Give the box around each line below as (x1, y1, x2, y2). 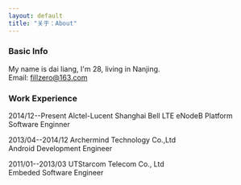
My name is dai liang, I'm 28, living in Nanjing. (8, 64, 160, 73)
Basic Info (8, 46, 48, 57)
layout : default (8, 11, 63, 20)
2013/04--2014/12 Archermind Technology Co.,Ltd (8, 135, 176, 145)
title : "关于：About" (8, 19, 77, 27)
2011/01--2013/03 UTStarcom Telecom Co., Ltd (8, 159, 164, 169)
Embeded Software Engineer (8, 168, 104, 178)
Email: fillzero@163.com (8, 72, 88, 82)
